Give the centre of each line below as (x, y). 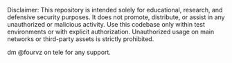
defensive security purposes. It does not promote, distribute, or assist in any (116, 17)
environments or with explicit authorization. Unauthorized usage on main (111, 32)
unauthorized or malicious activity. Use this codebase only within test (106, 24)
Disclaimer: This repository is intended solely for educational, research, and (115, 10)
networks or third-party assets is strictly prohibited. (81, 39)
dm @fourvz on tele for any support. (59, 52)
